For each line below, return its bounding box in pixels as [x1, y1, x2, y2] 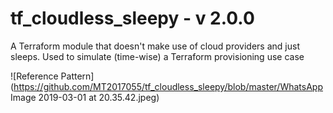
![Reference [10, 70, 59, 82]
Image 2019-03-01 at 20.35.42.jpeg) [10, 91, 160, 103]
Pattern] [60, 70, 95, 82]
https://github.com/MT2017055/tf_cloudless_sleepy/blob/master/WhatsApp [13, 80, 323, 92]
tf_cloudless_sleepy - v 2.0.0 [10, 7, 255, 30]
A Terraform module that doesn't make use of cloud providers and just [10, 40, 300, 52]
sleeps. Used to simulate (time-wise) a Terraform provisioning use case [10, 50, 305, 62]
